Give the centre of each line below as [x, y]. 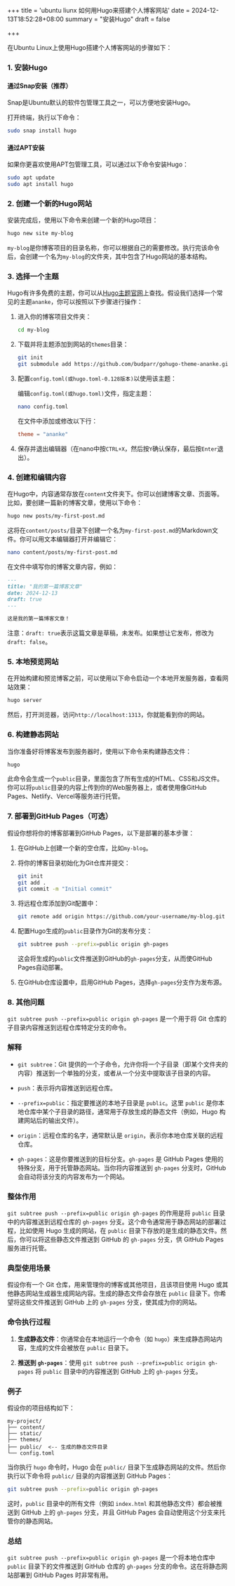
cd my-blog [33, 330]
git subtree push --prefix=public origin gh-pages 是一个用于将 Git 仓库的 [117, 1019]
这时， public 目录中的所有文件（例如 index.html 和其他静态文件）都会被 [112, 1503]
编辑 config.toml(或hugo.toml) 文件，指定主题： [86, 394]
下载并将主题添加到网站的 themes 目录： [73, 344]
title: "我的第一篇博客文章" [45, 586]
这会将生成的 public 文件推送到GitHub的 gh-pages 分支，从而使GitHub [115, 959]
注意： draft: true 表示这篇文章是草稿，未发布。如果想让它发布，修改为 [110, 633]
